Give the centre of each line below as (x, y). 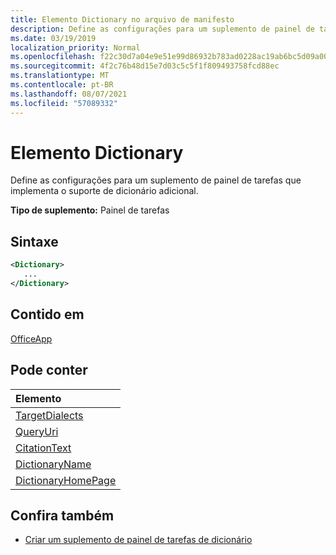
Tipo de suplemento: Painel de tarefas (90, 210)
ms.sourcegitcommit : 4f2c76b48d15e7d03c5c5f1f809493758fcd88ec (145, 66)
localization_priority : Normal (75, 47)
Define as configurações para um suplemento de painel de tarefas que (156, 180)
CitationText (43, 448)
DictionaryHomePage (66, 480)
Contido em (47, 314)
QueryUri (37, 431)
